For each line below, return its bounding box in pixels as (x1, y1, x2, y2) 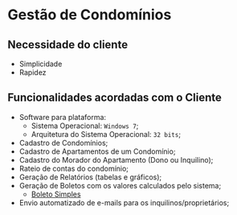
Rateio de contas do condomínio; (18, 163, 129, 173)
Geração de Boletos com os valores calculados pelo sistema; (18, 180, 222, 190)
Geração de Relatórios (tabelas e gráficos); (18, 172, 162, 182)
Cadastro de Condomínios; (18, 138, 108, 147)
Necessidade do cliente (7, 38, 129, 52)
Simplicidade (18, 59, 63, 68)
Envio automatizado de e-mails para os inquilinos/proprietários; (18, 197, 230, 207)
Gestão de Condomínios (7, 6, 172, 24)
